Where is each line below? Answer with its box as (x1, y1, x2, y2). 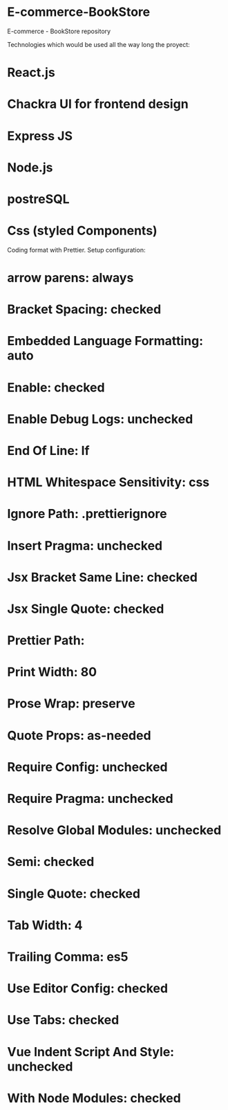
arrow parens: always (7, 270, 134, 286)
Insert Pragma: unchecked (7, 537, 163, 553)
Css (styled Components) (7, 223, 158, 239)
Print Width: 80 (7, 665, 97, 680)
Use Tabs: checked (7, 1012, 120, 1028)
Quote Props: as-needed (7, 728, 151, 743)
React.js (7, 65, 55, 80)
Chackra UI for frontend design (7, 96, 189, 112)
